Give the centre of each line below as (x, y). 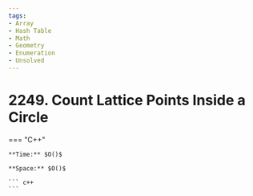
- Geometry (26, 46)
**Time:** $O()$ (35, 154)
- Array (21, 23)
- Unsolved (26, 61)
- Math (19, 38)
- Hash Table (30, 31)
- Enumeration (32, 53)
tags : (17, 16)
